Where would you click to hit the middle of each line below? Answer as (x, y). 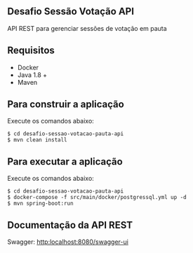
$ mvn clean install (38, 140)
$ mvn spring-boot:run (40, 204)
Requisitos (31, 51)
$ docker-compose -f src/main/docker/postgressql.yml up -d (97, 198)
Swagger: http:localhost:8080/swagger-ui (68, 242)
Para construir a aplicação (66, 104)
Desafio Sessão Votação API (71, 12)
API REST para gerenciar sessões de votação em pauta (87, 28)
